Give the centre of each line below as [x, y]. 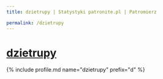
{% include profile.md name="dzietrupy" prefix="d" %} [76, 70]
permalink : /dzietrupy [35, 23]
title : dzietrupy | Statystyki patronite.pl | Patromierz [81, 12]
